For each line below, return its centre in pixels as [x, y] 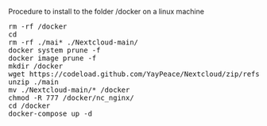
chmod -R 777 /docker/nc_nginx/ [71, 98]
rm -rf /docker [38, 27]
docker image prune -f [52, 58]
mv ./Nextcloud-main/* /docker [69, 90]
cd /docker [29, 106]
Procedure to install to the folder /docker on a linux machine [106, 11]
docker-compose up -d [50, 114]
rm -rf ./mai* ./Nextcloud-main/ [74, 42]
